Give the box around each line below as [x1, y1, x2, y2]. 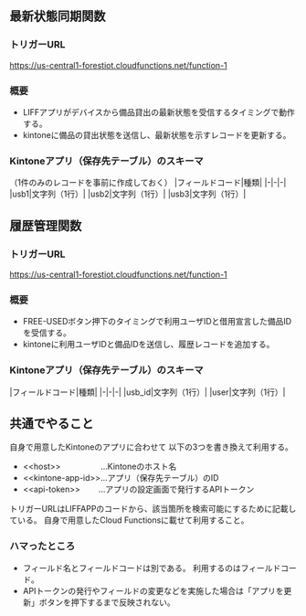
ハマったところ [9, 540, 76, 553]
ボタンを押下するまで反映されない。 [38, 597, 175, 608]
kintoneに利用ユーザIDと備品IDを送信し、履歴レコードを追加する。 [22, 339, 275, 350]
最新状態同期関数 [9, 8, 106, 25]
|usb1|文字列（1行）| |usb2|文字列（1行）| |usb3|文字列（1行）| [9, 188, 247, 199]
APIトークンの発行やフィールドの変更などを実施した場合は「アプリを [22, 585, 284, 596]
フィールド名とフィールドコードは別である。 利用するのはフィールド [22, 562, 281, 573]
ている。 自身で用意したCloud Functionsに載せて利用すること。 [9, 515, 249, 526]
